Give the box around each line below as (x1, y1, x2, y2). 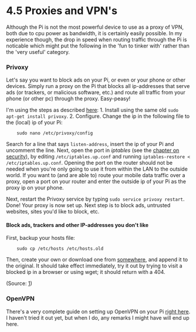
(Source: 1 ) (6, 280, 32, 287)
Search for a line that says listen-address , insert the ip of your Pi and (6, 141, 174, 148)
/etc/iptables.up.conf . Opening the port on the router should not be (6, 160, 173, 167)
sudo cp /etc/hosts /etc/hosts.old (16, 246, 104, 252)
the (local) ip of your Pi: (6, 119, 63, 126)
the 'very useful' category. (6, 48, 70, 55)
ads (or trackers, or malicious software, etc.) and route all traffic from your (6, 89, 186, 96)
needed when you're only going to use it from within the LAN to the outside (6, 165, 188, 172)
